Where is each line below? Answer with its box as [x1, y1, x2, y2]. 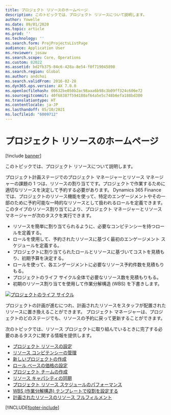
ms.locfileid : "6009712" [5, 112, 58, 117]
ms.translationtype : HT [5, 97, 56, 103]
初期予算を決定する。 [21, 255, 67, 261]
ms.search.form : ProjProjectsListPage [5, 41, 88, 46]
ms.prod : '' [5, 31, 31, 36]
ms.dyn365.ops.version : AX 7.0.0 [5, 83, 77, 88]
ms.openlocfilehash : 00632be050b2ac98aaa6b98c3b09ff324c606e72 [5, 88, 143, 93]
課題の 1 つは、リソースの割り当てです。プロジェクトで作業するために [18, 180, 166, 186]
